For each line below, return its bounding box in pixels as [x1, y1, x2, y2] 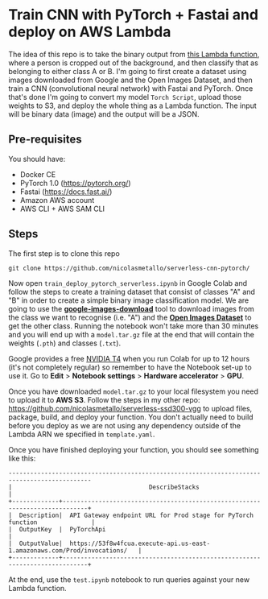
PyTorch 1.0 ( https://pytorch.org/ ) [19, 178, 131, 188]
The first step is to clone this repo [8, 248, 121, 258]
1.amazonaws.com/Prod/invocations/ [8, 546, 128, 555]
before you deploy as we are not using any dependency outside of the [8, 420, 241, 430]
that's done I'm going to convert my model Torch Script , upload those [8, 92, 241, 101]
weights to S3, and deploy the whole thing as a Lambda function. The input [8, 101, 258, 110]
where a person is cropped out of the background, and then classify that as [8, 58, 259, 68]
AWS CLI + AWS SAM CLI [19, 204, 105, 213]
